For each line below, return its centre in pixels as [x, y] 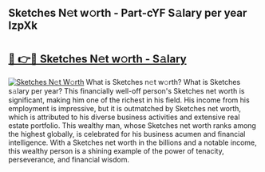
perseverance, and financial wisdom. [69, 160]
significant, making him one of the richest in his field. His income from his [129, 100]
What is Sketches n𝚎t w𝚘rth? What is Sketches [163, 82]
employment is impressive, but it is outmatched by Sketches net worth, [125, 108]
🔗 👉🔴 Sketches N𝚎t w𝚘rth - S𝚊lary [97, 59]
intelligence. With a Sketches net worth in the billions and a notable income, [132, 142]
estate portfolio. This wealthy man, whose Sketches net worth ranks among [132, 126]
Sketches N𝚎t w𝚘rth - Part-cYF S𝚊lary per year [128, 13]
